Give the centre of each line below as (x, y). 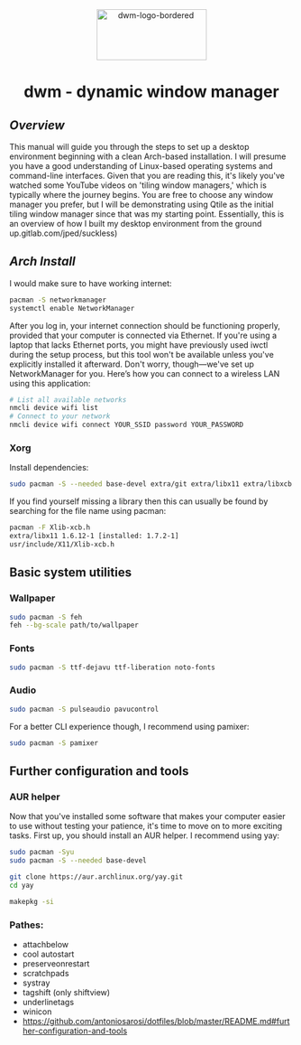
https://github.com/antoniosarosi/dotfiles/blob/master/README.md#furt (156, 1021)
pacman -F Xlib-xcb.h (50, 527)
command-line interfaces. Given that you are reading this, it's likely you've (147, 176)
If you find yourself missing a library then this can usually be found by (139, 501)
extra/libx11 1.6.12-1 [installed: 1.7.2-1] (94, 536)
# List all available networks (68, 400)
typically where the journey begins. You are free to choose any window (141, 195)
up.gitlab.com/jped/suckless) (64, 233)
